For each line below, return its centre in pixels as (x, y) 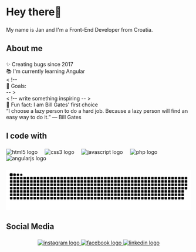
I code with (27, 135)
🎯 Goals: (16, 86)
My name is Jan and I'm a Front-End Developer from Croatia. (80, 30)
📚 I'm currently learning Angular (45, 71)
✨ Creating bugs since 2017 (40, 65)
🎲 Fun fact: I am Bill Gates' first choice (52, 105)
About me (24, 48)
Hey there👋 (34, 12)
